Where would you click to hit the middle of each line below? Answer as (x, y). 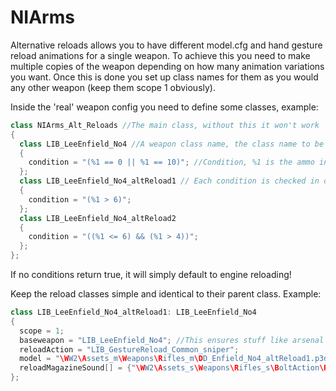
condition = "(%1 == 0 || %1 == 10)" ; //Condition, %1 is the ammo (171, 162)
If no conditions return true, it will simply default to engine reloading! (151, 275)
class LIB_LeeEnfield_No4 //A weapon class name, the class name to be (172, 144)
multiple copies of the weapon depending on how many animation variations (167, 66)
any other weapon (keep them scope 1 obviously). (113, 87)
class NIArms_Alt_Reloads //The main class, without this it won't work (165, 125)
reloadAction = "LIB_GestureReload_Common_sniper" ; (129, 349)
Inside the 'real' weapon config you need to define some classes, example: (164, 107)
